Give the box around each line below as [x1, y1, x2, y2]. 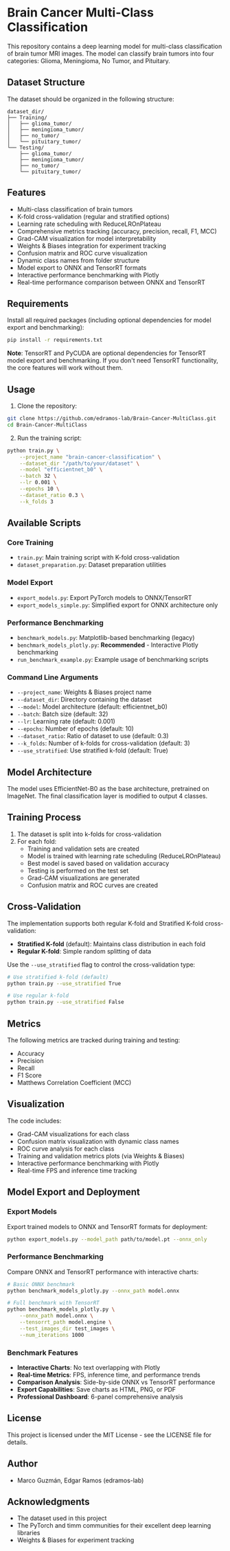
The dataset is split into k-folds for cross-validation [16, 829, 162, 838]
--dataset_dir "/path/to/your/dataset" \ [19, 460, 139, 467]
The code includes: [7, 1116, 62, 1125]
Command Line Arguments [7, 672, 99, 682]
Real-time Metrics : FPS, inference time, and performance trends [16, 1370, 200, 1379]
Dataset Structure [7, 77, 86, 89]
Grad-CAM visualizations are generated [27, 873, 139, 882]
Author [7, 1458, 38, 1470]
